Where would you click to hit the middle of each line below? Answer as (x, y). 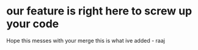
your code (33, 24)
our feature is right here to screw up (99, 11)
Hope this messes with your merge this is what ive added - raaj (86, 40)
